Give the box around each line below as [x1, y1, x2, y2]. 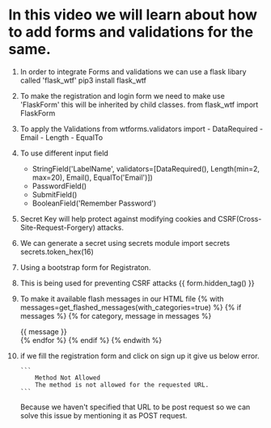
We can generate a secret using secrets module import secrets [19, 238, 231, 248]
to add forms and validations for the [8, 23, 253, 41]
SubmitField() [32, 189, 78, 199]
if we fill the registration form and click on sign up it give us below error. [19, 350, 260, 361]
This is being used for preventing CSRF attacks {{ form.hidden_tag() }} [19, 278, 255, 288]
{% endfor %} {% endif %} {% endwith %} [19, 335, 163, 345]
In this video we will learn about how [8, 6, 257, 24]
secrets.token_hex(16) [19, 247, 95, 256]
